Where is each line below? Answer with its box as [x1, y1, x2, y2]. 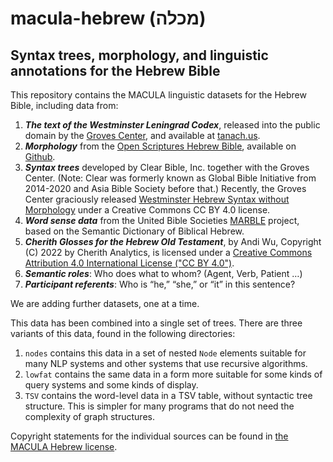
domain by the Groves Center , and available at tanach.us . [24, 130, 261, 141]
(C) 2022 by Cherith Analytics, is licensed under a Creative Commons [24, 247, 313, 258]
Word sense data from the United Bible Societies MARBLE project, [24, 215, 300, 226]
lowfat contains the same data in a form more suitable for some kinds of [24, 368, 323, 380]
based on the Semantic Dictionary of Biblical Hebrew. [24, 225, 245, 237]
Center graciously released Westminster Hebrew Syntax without [24, 193, 290, 205]
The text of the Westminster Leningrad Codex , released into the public [24, 119, 321, 131]
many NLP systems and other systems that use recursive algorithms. [24, 358, 308, 369]
